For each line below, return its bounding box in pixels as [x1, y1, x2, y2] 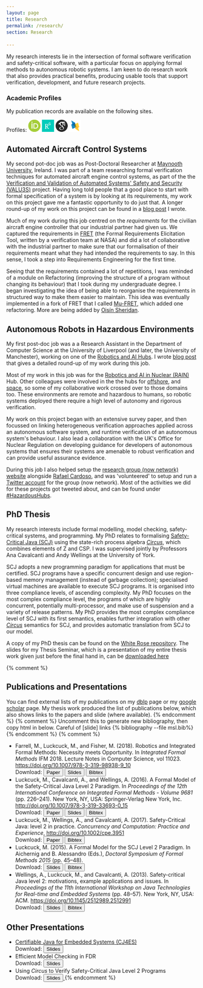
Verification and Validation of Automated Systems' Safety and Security [6, 179, 183, 187]
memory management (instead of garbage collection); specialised [23, 576, 188, 583]
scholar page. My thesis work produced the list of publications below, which [6, 704, 197, 711]
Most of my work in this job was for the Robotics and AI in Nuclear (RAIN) [6, 371, 190, 379]
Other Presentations [6, 922, 85, 933]
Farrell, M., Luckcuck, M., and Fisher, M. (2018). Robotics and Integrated [15, 742, 196, 749]
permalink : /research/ [6, 22, 64, 29]
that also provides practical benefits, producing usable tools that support [6, 72, 188, 80]
